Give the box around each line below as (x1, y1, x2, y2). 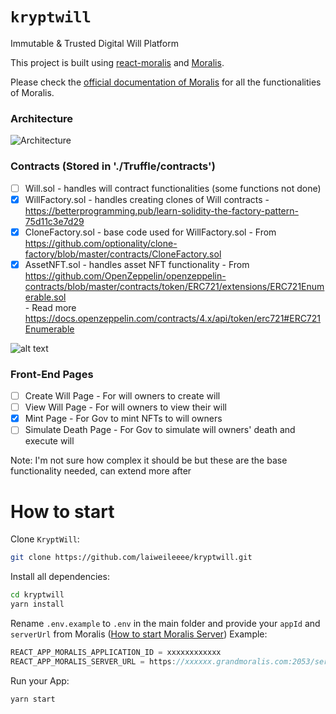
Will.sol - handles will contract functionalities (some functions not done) (24, 182, 322, 194)
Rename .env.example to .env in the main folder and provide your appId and (10, 617, 321, 629)
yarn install (10, 599, 65, 610)
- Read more (24, 301, 77, 313)
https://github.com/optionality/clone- (24, 237, 178, 249)
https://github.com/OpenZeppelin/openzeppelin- (24, 269, 227, 282)
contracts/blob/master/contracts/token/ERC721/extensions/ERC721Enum (24, 280, 325, 292)
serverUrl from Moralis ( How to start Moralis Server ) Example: (10, 628, 268, 640)
